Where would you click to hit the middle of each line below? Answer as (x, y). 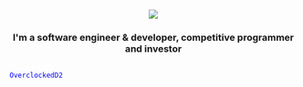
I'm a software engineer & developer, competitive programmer (153, 38)
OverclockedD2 (37, 76)
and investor (153, 49)
